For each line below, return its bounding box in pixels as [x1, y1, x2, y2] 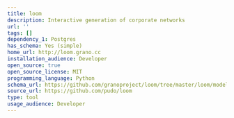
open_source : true [7, 62, 61, 69]
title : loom [7, 10, 42, 17]
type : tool [7, 94, 39, 101]
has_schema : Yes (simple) [7, 42, 82, 49]
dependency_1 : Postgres [7, 36, 77, 43]
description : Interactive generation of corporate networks [7, 17, 186, 24]
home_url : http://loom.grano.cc [7, 49, 101, 56]
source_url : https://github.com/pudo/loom [7, 87, 132, 94]
